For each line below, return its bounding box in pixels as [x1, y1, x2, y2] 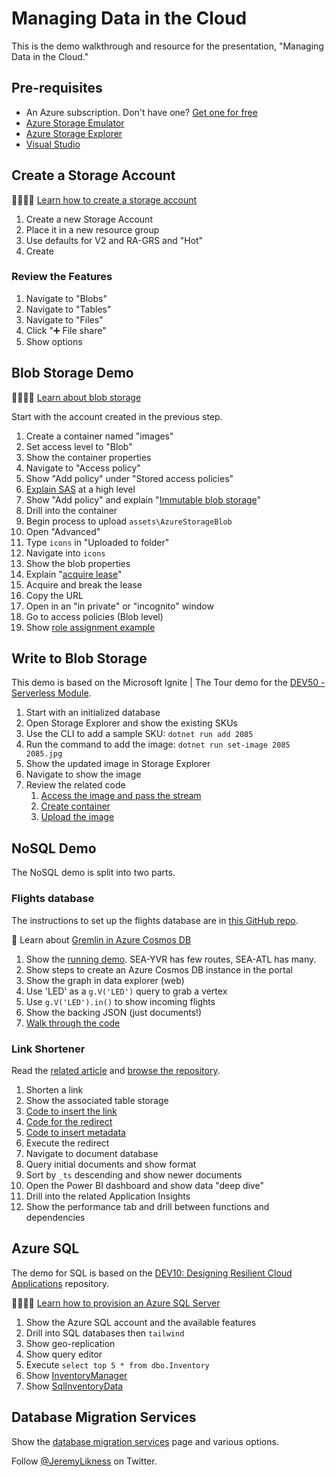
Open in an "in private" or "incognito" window [25, 600, 214, 612]
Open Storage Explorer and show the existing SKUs [25, 717, 238, 729]
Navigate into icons [25, 547, 106, 559]
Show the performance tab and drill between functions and [25, 1200, 270, 1212]
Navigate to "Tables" [25, 303, 112, 315]
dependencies [25, 1211, 86, 1223]
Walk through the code [25, 1017, 121, 1029]
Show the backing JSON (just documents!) [25, 1006, 203, 1018]
